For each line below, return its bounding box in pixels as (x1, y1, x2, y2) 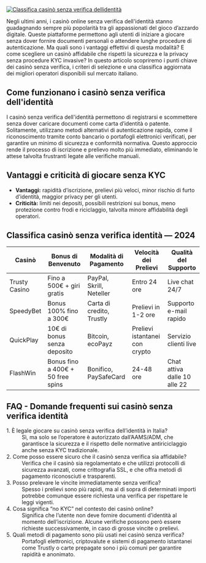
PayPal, (87, 274, 109, 282)
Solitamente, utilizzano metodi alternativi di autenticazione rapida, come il (6, 126, 193, 134)
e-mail (167, 307, 187, 316)
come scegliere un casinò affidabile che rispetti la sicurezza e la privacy (6, 50, 188, 58)
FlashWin (9, 369, 36, 377)
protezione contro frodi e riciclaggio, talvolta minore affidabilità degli (15, 206, 188, 213)
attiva (167, 365, 184, 374)
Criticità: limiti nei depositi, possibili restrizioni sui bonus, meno (15, 199, 176, 206)
